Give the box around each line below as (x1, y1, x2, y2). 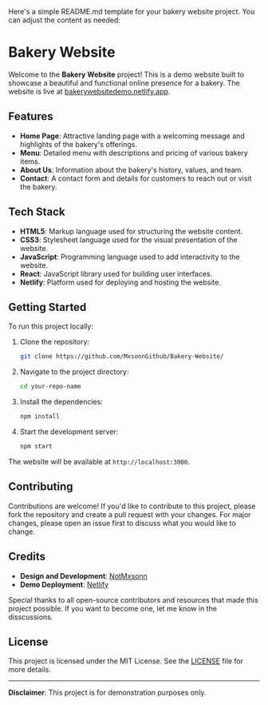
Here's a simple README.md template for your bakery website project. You (8, 7, 255, 16)
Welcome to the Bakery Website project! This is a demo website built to (8, 70, 245, 79)
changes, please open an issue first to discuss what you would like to (8, 518, 237, 528)
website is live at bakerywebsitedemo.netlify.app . (8, 86, 171, 96)
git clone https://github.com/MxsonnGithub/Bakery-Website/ (19, 352, 224, 360)
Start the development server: (19, 427, 119, 436)
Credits (8, 550, 46, 564)
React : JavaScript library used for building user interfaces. (19, 269, 213, 278)
